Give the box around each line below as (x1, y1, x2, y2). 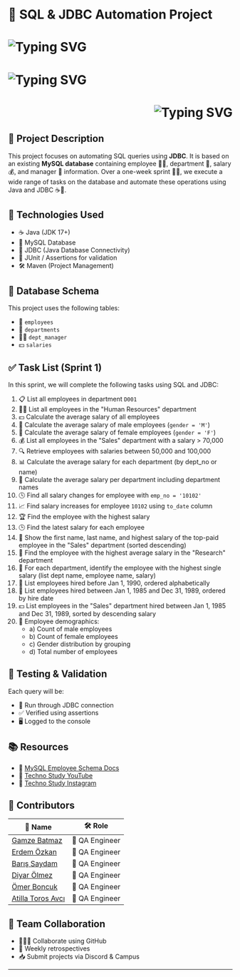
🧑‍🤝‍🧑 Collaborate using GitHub (18, 937, 107, 946)
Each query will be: (8, 687, 65, 695)
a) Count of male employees (28, 625, 113, 633)
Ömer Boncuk (11, 882, 58, 892)
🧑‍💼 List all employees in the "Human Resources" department (18, 405, 197, 413)
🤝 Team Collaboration (8, 918, 106, 930)
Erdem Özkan (11, 847, 58, 857)
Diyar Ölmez (11, 870, 53, 880)
